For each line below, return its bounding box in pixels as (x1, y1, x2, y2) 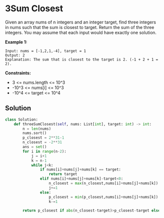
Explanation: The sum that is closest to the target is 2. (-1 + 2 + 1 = (5, 57, 159, 62)
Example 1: (5, 39, 28, 45)
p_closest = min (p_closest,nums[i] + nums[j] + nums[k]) (48, 194, 159, 199)
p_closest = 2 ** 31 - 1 (22, 135, 64, 140)
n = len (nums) (22, 126, 51, 131)
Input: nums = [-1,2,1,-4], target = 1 (5, 48, 86, 53)
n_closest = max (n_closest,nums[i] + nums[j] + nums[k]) (48, 181, 159, 186)
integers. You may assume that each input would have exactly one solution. (5, 29, 157, 35)
